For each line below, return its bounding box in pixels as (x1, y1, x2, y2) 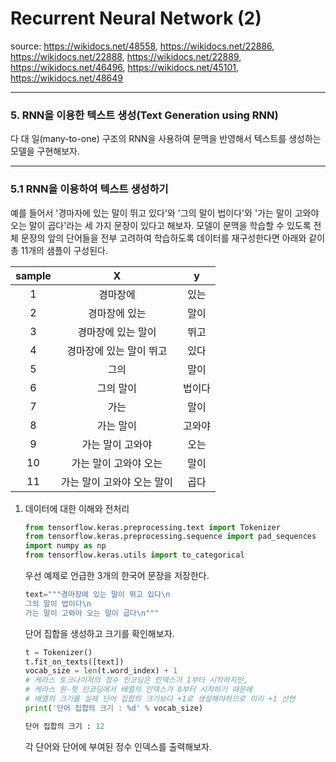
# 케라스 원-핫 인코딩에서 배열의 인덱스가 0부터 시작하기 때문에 (24, 685, 253, 695)
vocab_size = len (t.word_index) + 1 (24, 666, 178, 676)
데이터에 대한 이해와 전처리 (24, 502, 130, 514)
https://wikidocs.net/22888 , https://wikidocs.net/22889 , (10, 50, 242, 62)
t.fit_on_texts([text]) (24, 657, 125, 667)
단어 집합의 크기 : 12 (24, 721, 105, 731)
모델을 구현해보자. (10, 145, 81, 157)
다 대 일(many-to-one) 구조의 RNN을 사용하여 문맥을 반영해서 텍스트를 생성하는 (10, 133, 322, 145)
